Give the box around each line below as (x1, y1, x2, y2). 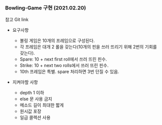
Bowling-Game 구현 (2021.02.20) (5, 4, 86, 11)
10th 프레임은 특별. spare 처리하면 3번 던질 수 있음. (19, 68, 119, 75)
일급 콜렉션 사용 (19, 115, 51, 121)
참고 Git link (5, 16, 29, 23)
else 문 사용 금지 (19, 96, 52, 102)
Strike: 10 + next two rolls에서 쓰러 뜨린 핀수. (19, 62, 109, 68)
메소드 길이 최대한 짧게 (19, 102, 64, 108)
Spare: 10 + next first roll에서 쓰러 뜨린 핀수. (19, 56, 107, 62)
